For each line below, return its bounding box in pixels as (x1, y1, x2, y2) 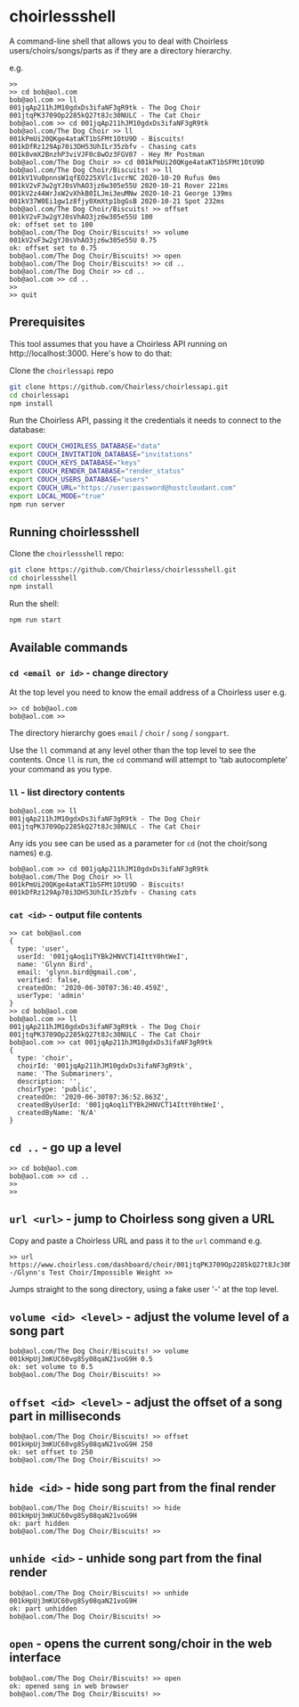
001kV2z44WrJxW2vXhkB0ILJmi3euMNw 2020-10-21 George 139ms (9, 189, 233, 198)
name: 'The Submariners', (17, 1068, 114, 1078)
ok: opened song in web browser (9, 1681, 129, 1691)
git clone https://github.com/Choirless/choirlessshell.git (9, 565, 238, 574)
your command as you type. (9, 764, 112, 775)
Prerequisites (9, 315, 85, 330)
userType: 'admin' (17, 991, 86, 1000)
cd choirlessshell (9, 573, 77, 583)
